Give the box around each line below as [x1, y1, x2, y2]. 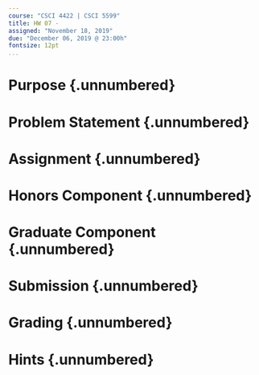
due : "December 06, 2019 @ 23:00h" [8, 34, 128, 43]
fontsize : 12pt [8, 42, 60, 50]
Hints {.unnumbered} [8, 350, 154, 369]
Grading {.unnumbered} [8, 314, 173, 332]
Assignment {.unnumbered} [8, 149, 201, 168]
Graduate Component [8, 223, 156, 242]
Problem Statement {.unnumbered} [8, 113, 250, 131]
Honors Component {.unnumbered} [8, 186, 252, 205]
